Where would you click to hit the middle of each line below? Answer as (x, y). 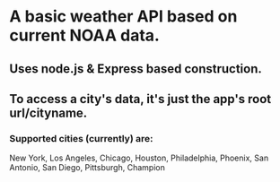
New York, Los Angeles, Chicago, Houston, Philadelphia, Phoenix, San (139, 158)
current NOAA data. (84, 35)
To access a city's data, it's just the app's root (140, 99)
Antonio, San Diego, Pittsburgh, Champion (87, 168)
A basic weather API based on (123, 17)
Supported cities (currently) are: (81, 138)
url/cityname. (48, 113)
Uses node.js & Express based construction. (136, 69)
